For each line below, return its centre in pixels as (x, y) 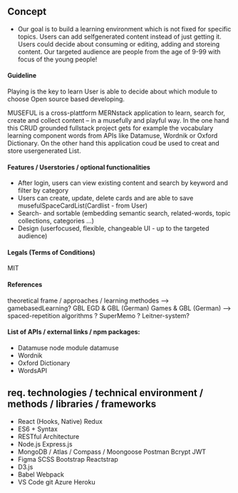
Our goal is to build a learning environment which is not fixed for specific (124, 29)
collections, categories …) (56, 221)
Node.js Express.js (45, 444)
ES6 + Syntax (38, 429)
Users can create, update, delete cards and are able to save (105, 198)
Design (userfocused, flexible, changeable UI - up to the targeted (113, 228)
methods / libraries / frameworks (82, 404)
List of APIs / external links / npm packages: (74, 332)
